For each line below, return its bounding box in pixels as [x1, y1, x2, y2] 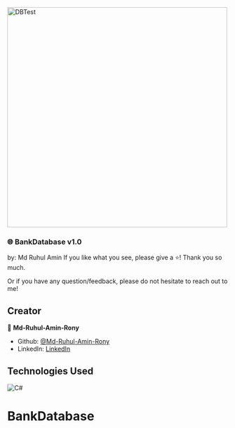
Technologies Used [7, 365, 93, 377]
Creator [7, 305, 42, 317]
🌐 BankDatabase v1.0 [7, 237, 82, 247]
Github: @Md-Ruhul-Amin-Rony [17, 337, 110, 346]
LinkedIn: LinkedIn [17, 344, 71, 354]
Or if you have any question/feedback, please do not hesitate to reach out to [7, 277, 228, 285]
